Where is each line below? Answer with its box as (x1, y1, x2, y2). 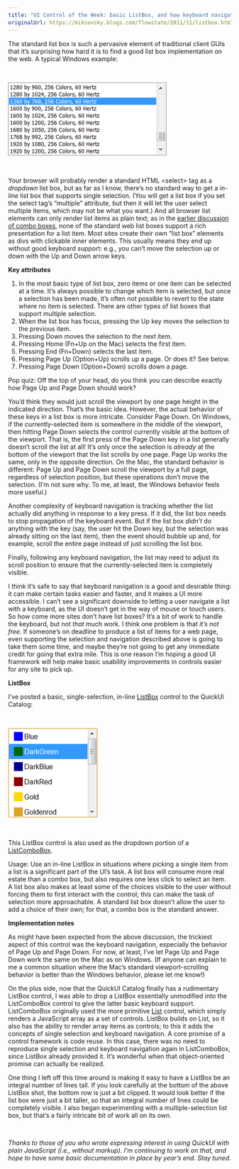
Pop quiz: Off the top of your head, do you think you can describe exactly (8, 376, 223, 384)
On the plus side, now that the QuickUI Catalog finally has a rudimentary (8, 984, 219, 992)
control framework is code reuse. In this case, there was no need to (8, 1037, 206, 1045)
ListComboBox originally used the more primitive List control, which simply (8, 1006, 226, 1015)
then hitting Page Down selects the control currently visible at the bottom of (8, 427, 230, 436)
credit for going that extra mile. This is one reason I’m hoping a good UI (8, 650, 216, 658)
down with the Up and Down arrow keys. (8, 251, 127, 260)
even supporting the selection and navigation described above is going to (8, 634, 223, 643)
